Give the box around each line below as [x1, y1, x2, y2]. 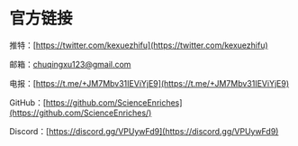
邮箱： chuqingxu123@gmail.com [9, 59, 131, 69]
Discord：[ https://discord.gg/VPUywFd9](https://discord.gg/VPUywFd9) [9, 125, 279, 136]
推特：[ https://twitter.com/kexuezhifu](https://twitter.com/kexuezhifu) [9, 40, 268, 50]
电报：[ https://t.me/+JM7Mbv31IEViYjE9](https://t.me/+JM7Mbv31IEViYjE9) [9, 78, 290, 88]
